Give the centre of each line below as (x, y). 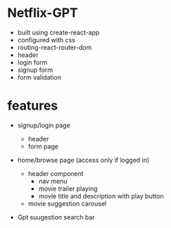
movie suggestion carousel (67, 203)
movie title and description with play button (101, 196)
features (33, 106)
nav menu (53, 181)
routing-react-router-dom (55, 47)
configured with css (46, 39)
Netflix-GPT (43, 13)
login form (32, 62)
